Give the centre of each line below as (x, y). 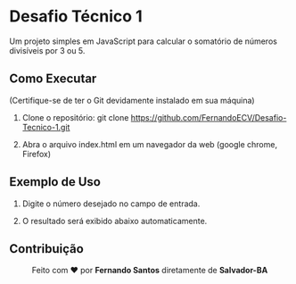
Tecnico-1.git (46, 127)
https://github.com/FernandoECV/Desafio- (209, 117)
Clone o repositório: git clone (75, 117)
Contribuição (47, 249)
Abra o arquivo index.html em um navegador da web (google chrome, (150, 144)
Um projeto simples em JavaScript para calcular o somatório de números (144, 41)
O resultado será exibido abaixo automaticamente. (115, 221)
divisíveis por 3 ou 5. (47, 50)
